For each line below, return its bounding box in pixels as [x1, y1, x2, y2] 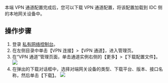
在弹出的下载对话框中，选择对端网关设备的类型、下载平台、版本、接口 [12, 66, 159, 72]
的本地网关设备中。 [5, 11, 45, 17]
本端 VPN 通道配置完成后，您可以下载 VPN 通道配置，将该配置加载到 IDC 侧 [5, 5, 163, 10]
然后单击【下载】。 [21, 72, 59, 78]
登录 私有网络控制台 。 [12, 41, 58, 47]
